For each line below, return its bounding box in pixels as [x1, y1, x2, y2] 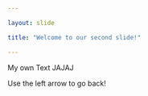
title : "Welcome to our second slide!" [7, 33, 142, 41]
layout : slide [7, 19, 55, 27]
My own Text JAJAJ [7, 62, 74, 73]
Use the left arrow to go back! [7, 78, 106, 88]
